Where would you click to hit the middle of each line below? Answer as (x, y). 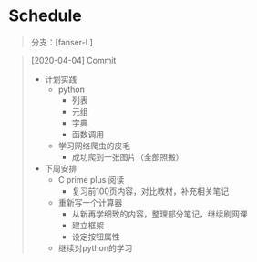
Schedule (46, 16)
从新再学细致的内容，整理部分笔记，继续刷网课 (159, 214)
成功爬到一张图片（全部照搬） (128, 156)
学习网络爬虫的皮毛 (94, 146)
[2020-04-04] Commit (73, 60)
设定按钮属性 (96, 237)
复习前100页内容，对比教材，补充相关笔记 (150, 191)
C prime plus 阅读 (91, 179)
